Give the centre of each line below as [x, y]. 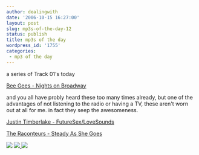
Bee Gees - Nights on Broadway [46, 86]
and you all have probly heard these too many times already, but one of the [100, 97]
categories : [21, 51]
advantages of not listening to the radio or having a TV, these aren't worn [97, 104]
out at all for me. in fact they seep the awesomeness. [72, 110]
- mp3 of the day [31, 57]
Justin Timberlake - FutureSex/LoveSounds [60, 122]
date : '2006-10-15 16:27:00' [43, 17]
